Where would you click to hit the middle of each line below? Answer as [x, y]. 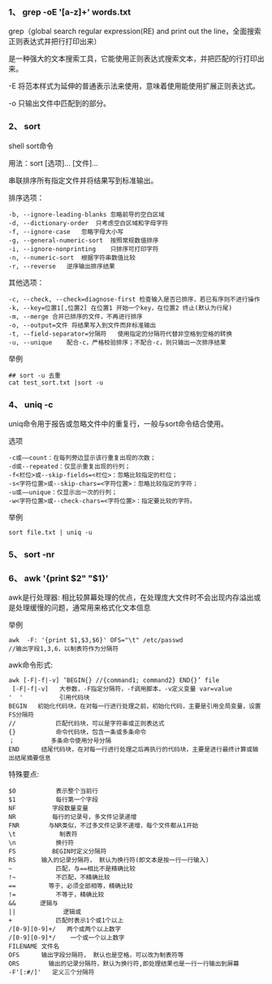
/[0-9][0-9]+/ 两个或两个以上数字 [65, 930]
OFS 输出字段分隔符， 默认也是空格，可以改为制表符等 [96, 956]
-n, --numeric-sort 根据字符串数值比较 [72, 258]
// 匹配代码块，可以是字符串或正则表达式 [86, 724]
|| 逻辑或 [45, 912]
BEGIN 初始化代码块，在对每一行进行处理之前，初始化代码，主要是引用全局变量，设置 [135, 707]
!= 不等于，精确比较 [56, 895]
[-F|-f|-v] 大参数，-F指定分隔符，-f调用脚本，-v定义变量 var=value [122, 689]
